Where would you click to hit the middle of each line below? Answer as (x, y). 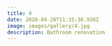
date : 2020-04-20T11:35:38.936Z (53, 20)
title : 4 (19, 13)
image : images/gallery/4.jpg (48, 26)
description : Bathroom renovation (56, 32)
